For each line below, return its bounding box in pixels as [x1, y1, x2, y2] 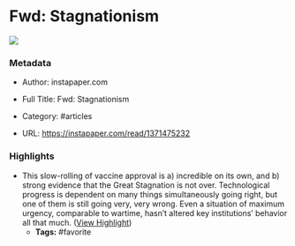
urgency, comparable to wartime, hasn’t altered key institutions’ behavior [21, 207, 288, 218]
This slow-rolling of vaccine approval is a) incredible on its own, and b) [21, 170, 280, 181]
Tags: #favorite [34, 227, 92, 237]
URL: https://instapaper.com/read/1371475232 [21, 128, 191, 138]
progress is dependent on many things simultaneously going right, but [21, 189, 278, 199]
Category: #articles [21, 111, 93, 122]
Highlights [9, 150, 55, 162]
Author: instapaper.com [21, 77, 109, 87]
